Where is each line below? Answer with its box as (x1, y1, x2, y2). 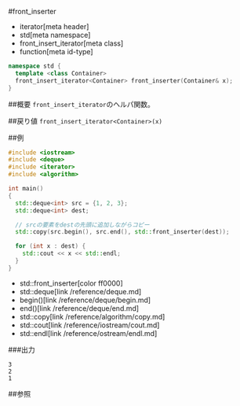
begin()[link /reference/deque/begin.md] (19, 295, 151, 304)
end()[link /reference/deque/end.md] (19, 303, 140, 313)
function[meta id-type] (19, 47, 93, 56)
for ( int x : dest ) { (15, 242, 86, 250)
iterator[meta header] (19, 22, 89, 31)
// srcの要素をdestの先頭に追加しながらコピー (15, 220, 151, 229)
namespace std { (8, 62, 61, 70)
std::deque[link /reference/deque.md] (19, 286, 142, 296)
